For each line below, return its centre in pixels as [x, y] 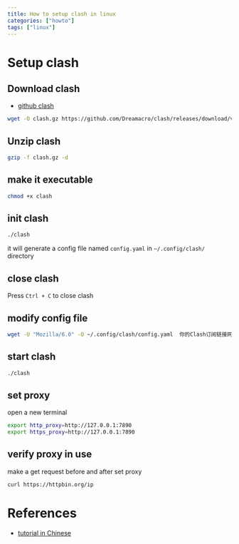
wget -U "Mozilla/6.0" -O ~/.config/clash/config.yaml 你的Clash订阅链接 [117, 334]
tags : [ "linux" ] [31, 27]
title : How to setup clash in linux [62, 14]
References [42, 513]
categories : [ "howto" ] [41, 21]
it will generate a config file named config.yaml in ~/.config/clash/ [106, 248]
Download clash [44, 89]
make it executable [51, 180]
